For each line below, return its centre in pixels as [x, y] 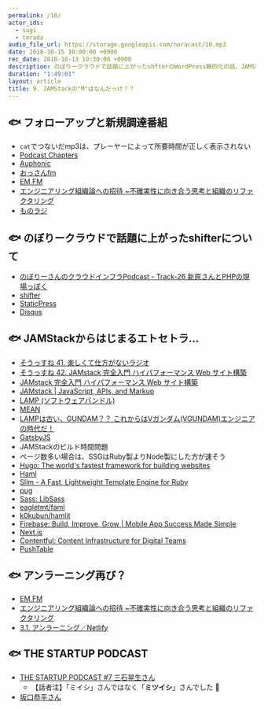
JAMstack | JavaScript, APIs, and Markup [87, 391]
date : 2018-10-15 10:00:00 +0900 [63, 52]
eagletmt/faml [42, 507]
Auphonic [35, 164]
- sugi [26, 30]
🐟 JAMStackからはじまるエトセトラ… [104, 339]
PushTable [36, 548]
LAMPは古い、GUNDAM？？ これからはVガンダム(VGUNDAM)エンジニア [137, 419]
